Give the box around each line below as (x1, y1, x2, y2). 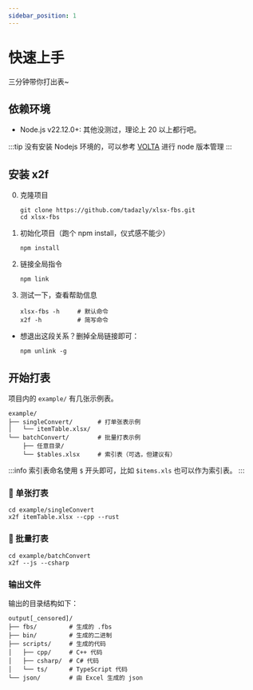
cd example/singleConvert (8, 506, 94, 514)
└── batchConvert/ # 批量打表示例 (8, 433, 141, 441)
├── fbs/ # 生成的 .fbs (8, 623, 113, 631)
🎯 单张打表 (8, 487, 49, 498)
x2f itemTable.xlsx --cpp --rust (8, 513, 120, 521)
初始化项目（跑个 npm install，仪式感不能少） (19, 229, 170, 238)
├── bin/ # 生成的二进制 (8, 631, 113, 640)
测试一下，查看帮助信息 (19, 290, 97, 300)
